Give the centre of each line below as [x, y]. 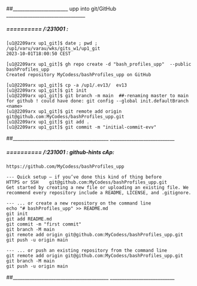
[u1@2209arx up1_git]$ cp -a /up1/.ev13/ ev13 [67, 85]
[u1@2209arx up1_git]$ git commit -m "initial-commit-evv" [81, 127]
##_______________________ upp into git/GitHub [61, 9]
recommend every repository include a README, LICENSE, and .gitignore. [99, 192]
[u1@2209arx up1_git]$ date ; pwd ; [52, 43]
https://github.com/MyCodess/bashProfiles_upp [65, 166]
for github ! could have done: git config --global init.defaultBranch [97, 101]
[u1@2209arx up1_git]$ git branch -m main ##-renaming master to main [97, 95]
